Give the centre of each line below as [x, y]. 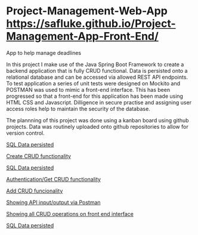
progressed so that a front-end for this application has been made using [95, 96]
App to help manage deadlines [44, 52]
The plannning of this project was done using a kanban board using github [98, 120]
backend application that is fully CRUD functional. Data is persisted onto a [97, 70]
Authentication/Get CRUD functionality [54, 179]
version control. [25, 133]
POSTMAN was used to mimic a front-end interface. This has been [88, 89]
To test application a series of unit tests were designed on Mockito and [93, 83]
